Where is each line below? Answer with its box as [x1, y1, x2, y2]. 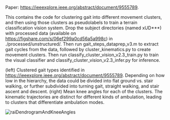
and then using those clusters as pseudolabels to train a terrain [5, 20, 137, 25]
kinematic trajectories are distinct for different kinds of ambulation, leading [5, 94, 162, 100]
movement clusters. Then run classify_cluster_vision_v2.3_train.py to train [5, 52, 159, 58]
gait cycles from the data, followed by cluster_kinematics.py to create [5, 47, 151, 52]
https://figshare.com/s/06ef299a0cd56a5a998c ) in [5, 35, 113, 42]
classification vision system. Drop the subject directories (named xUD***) [5, 25, 162, 31]
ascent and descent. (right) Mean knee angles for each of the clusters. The [5, 89, 163, 94]
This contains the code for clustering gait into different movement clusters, [5, 14, 162, 20]
